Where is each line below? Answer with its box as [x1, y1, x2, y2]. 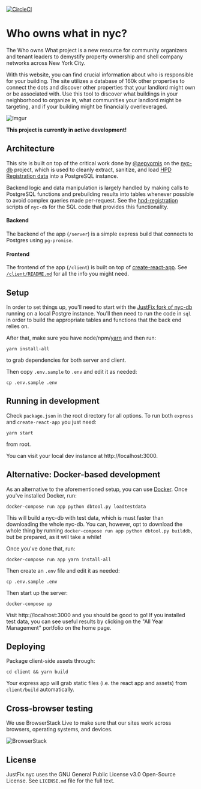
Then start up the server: [6, 589, 68, 596]
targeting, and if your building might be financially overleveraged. [6, 103, 168, 110]
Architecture [6, 144, 55, 154]
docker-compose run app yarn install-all [6, 556, 112, 562]
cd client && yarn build [6, 669, 68, 675]
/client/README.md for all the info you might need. [6, 270, 129, 278]
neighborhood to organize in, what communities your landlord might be [6, 96, 182, 103]
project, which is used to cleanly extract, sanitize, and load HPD [14, 166, 172, 173]
